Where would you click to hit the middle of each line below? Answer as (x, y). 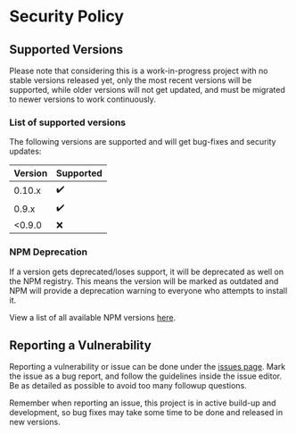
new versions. (35, 422)
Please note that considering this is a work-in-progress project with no (139, 71)
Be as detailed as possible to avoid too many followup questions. (128, 386)
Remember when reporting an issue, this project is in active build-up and (143, 403)
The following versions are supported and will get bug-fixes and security (143, 142)
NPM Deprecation (48, 252)
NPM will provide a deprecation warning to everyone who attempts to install (148, 290)
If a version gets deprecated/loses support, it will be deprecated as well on (146, 271)
